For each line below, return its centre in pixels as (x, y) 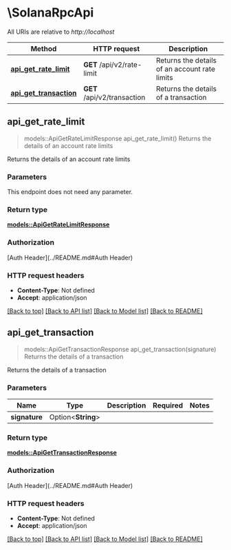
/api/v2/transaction (114, 97)
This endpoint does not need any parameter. (70, 192)
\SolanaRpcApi (51, 13)
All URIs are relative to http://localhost (61, 32)
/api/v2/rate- (121, 65)
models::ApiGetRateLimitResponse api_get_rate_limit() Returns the (118, 138)
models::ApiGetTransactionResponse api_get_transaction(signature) (120, 349)
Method (44, 48)
